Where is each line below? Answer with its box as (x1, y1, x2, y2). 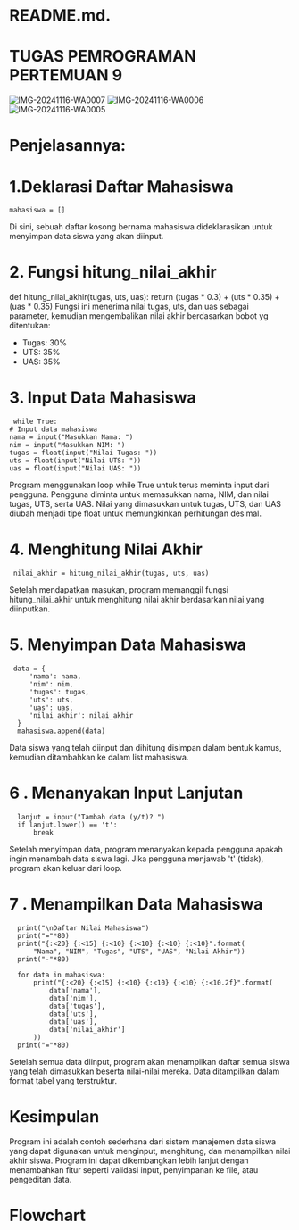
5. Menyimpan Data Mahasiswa (9, 635, 247, 655)
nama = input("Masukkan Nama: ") (9, 433, 134, 442)
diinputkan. (9, 603, 51, 614)
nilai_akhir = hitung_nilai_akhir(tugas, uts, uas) (12, 569, 210, 578)
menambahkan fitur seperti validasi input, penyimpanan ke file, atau (9, 1164, 259, 1175)
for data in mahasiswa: (17, 970, 105, 979)
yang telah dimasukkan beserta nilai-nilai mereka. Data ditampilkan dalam (9, 1066, 280, 1076)
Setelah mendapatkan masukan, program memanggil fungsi (9, 585, 229, 595)
